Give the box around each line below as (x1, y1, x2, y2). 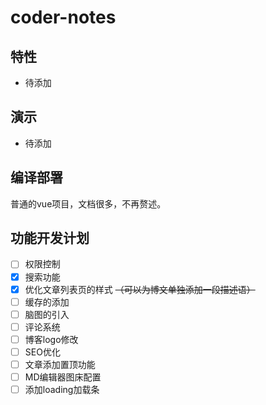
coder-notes (10, 6, 117, 29)
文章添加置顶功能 (24, 358, 96, 370)
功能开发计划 (10, 230, 90, 247)
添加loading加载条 (24, 384, 100, 396)
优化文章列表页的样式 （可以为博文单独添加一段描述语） (24, 283, 256, 295)
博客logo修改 (24, 333, 79, 345)
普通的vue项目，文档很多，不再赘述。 (10, 197, 167, 210)
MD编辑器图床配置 (24, 371, 102, 383)
